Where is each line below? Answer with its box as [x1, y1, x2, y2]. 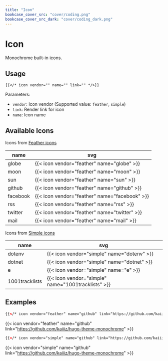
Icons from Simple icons [5, 230, 55, 236]
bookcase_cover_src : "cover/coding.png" [5, 12, 91, 17]
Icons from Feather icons [5, 139, 57, 145]
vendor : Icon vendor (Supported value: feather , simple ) [12, 101, 126, 107]
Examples [5, 298, 36, 306]
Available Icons [5, 126, 54, 135]
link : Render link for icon [12, 106, 64, 113]
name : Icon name [12, 112, 46, 118]
